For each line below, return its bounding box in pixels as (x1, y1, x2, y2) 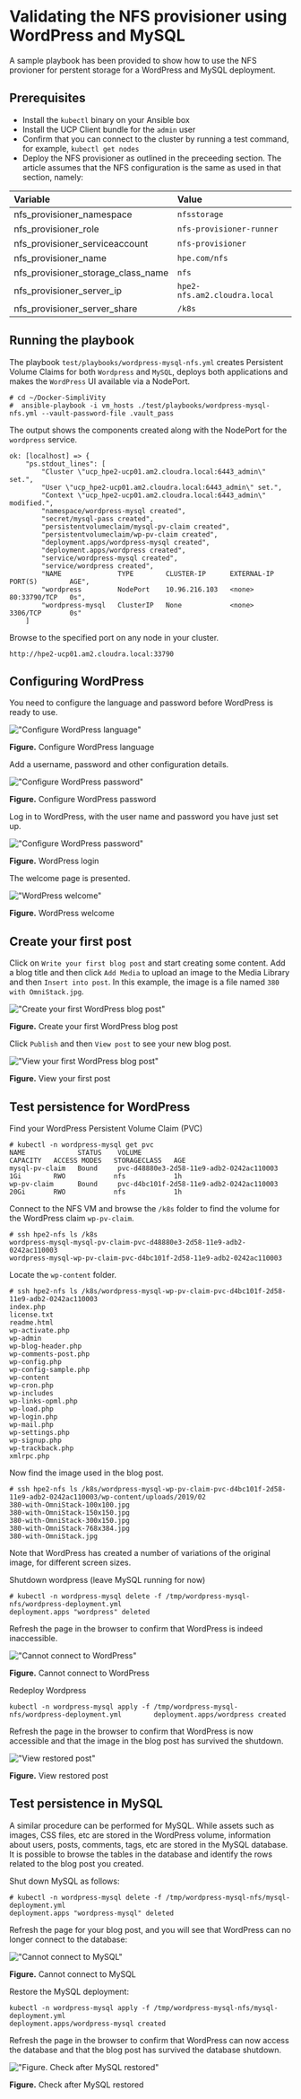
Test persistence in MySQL (9, 1797, 163, 1812)
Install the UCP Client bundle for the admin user (21, 124, 196, 135)
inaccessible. (9, 1633, 58, 1643)
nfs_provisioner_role (13, 223, 100, 235)
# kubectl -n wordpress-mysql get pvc (9, 1141, 154, 1150)
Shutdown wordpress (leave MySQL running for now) (9, 1575, 206, 1585)
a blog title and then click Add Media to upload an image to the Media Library (9, 967, 290, 978)
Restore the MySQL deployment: (9, 1986, 130, 1997)
